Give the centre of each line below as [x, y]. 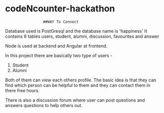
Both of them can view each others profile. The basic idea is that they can [81, 80]
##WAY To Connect [61, 22]
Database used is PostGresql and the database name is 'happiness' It [76, 31]
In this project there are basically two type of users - [59, 56]
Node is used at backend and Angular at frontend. [56, 46]
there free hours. [22, 90]
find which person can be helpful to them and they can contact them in [78, 85]
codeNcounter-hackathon [60, 9]
